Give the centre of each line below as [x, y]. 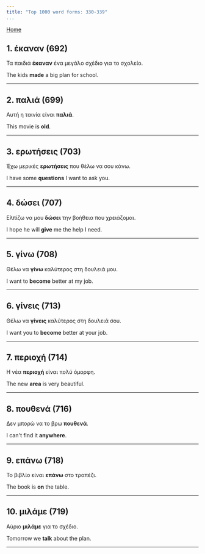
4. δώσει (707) [34, 203]
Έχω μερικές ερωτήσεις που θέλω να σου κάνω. [69, 166]
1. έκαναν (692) [37, 49]
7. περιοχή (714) [37, 357]
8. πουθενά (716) [39, 409]
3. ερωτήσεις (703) [44, 151]
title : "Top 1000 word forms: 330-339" [57, 12]
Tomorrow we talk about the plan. [49, 538]
